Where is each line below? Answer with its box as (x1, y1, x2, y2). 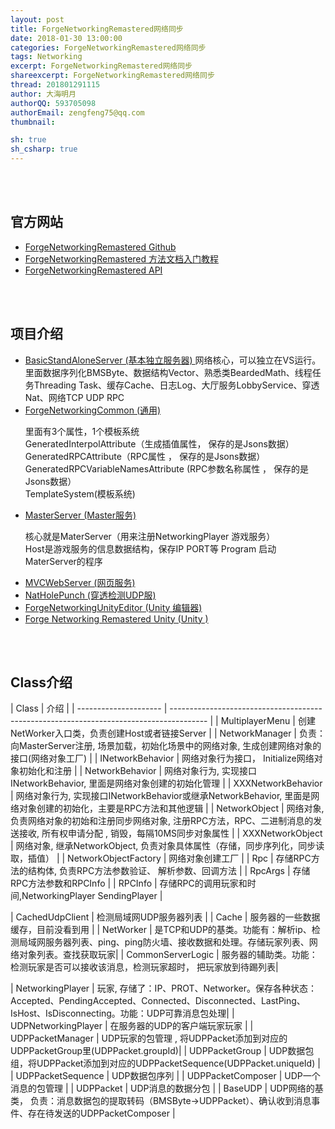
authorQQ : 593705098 (10, 98, 97, 108)
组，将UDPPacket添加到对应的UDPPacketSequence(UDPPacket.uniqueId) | (10, 1057, 321, 1070)
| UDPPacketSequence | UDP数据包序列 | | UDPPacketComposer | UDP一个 (10, 1070, 321, 1082)
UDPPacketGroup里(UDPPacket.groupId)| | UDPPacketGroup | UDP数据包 (10, 1045, 315, 1057)
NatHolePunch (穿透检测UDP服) (24, 589, 157, 601)
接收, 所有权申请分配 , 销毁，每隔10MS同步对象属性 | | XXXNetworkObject (18, 827, 323, 840)
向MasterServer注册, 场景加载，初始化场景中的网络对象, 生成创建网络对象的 (10, 740, 322, 752)
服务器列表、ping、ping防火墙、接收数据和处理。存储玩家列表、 (44, 936, 310, 948)
